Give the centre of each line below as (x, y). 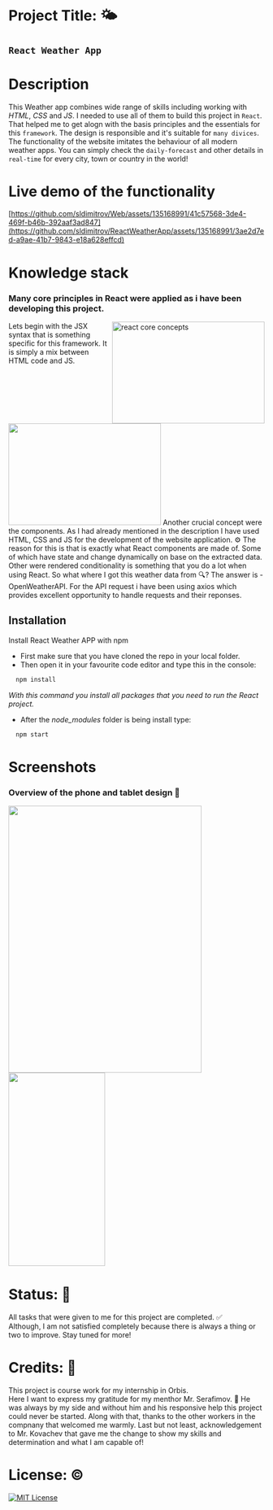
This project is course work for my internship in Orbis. (98, 1390)
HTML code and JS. (42, 360)
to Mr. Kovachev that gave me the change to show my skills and (115, 1434)
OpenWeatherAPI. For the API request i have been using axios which (123, 586)
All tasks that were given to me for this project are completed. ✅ (115, 1317)
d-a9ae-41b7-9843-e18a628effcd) (66, 240)
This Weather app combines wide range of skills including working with (128, 107)
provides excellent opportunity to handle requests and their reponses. (125, 595)
